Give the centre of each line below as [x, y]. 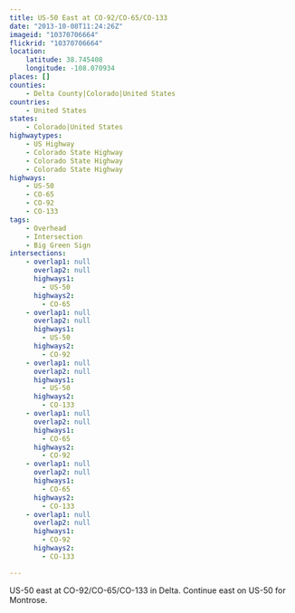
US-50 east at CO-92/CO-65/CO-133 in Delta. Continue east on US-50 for [148, 590]
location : [28, 52]
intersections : [38, 254]
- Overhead [46, 228]
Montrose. [29, 599]
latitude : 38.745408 [64, 60]
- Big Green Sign [58, 245]
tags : [19, 220]
